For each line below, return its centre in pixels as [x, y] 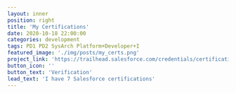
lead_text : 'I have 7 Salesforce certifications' [81, 79]
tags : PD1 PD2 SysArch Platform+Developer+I [73, 46]
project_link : [28, 59]
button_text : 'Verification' [50, 72]
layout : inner [28, 14]
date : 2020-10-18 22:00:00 [47, 33]
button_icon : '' [31, 66]
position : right [31, 20]
